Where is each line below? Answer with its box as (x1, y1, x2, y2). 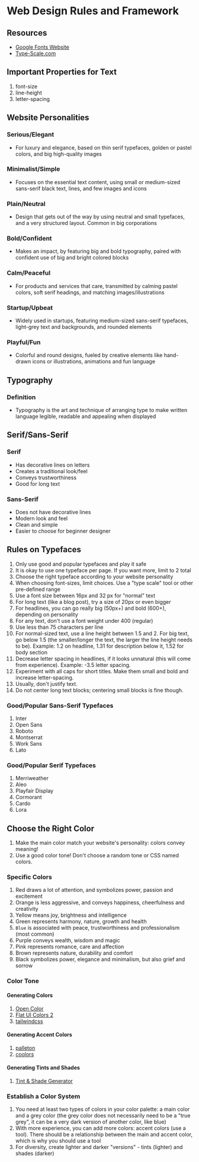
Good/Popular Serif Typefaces (7, 761, 97, 770)
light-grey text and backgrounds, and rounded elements (15, 323, 152, 330)
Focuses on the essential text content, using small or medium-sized (15, 178, 181, 185)
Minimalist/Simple (7, 165, 60, 173)
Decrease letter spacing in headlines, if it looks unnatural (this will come (15, 655, 191, 662)
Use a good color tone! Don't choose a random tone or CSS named (15, 852, 179, 859)
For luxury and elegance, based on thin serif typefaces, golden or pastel (15, 144, 192, 151)
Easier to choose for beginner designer (15, 527, 111, 534)
